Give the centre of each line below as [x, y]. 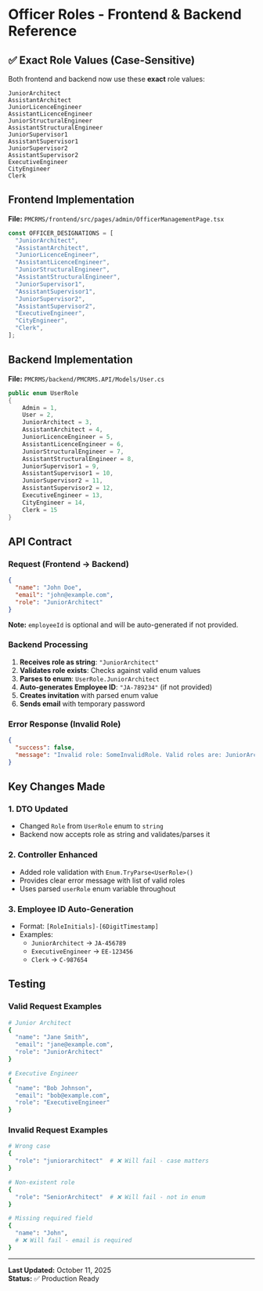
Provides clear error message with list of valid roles [102, 880]
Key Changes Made [57, 787]
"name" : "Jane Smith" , [52, 1037]
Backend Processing [48, 645]
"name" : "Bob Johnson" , [54, 1088]
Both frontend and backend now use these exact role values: [106, 79]
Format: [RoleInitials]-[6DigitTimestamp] [89, 926]
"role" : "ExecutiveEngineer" [63, 1103]
